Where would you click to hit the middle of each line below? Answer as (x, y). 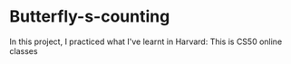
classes (24, 50)
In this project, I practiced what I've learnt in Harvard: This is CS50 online (146, 41)
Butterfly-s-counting (90, 17)
